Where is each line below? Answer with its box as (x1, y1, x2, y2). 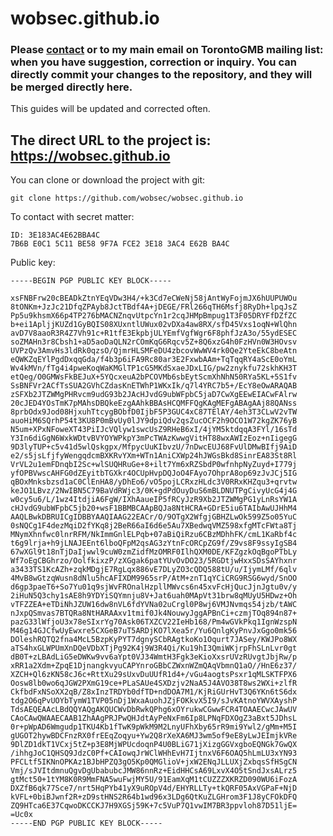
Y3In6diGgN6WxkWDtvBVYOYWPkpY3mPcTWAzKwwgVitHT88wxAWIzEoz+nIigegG (10, 433, 298, 444)
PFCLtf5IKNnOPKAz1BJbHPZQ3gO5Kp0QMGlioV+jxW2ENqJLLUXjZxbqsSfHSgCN (10, 757, 298, 767)
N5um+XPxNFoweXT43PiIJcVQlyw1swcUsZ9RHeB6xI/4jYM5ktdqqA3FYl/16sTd (10, 425, 298, 435)
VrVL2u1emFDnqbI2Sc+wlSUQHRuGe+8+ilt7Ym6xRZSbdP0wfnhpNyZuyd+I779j (10, 460, 298, 470)
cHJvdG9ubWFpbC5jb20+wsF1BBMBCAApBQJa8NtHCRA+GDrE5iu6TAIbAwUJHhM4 (10, 503, 298, 514)
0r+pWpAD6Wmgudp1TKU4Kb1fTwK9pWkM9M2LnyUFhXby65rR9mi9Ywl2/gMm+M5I (10, 722, 298, 732)
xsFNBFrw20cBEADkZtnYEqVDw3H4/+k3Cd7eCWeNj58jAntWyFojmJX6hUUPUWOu (10, 293, 298, 304)
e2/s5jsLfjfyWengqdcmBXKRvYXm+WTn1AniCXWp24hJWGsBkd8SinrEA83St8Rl (10, 451, 298, 461)
